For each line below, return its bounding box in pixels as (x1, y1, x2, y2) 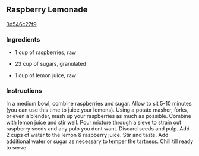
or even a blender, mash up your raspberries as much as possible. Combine (6, 113, 191, 120)
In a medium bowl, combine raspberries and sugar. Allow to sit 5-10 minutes (6, 100, 192, 107)
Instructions (6, 87, 43, 95)
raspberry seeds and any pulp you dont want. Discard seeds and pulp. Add (6, 125, 190, 132)
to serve (6, 144, 27, 151)
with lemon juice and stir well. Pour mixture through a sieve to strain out (6, 119, 182, 126)
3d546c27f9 (6, 20, 37, 27)
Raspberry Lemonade (6, 5, 88, 15)
